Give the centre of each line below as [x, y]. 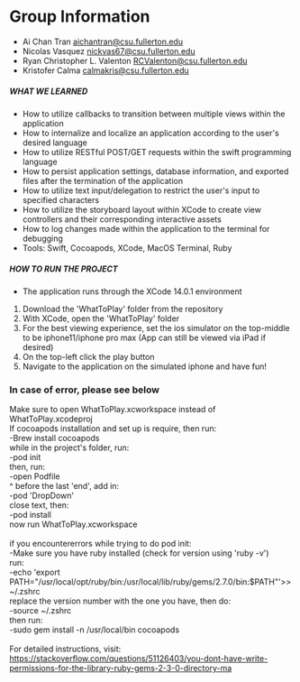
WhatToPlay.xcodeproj [51, 419]
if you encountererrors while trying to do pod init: [100, 544]
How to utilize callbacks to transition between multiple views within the [154, 114]
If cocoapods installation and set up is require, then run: [113, 429]
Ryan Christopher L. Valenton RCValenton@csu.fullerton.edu [135, 60]
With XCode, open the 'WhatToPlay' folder [101, 318]
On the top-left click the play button [88, 356]
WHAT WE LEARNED [49, 91]
